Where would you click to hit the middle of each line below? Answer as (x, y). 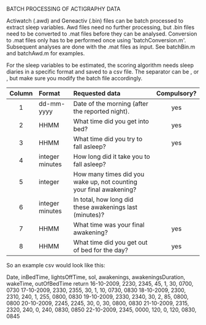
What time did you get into (111, 121)
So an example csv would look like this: (56, 265)
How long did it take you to (112, 157)
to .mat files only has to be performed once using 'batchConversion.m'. (96, 40)
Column (21, 93)
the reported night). (101, 111)
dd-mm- (52, 104)
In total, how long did (103, 200)
